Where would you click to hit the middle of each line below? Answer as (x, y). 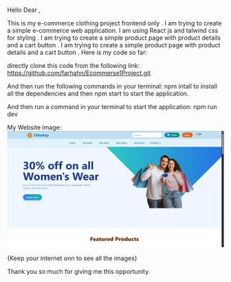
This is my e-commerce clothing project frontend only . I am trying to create (114, 23)
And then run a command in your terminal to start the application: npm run (112, 107)
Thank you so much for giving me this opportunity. (79, 272)
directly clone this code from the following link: (74, 66)
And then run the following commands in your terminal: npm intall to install (112, 86)
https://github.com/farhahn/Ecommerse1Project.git (79, 73)
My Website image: (34, 127)
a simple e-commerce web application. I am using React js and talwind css (113, 31)
